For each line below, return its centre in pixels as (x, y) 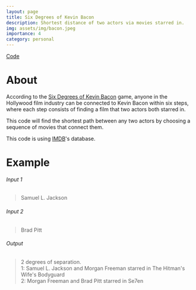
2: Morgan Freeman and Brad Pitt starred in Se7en (82, 280)
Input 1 (14, 179)
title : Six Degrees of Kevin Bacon (50, 17)
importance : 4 (24, 34)
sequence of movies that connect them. (55, 127)
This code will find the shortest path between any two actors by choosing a (98, 121)
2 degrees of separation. (51, 261)
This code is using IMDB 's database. (51, 138)
